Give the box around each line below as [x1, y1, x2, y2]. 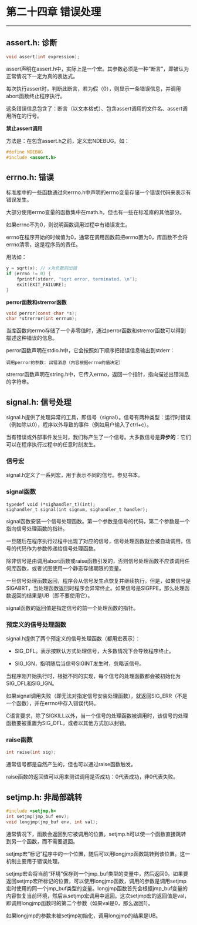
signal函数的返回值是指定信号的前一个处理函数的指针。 [6, 604, 139, 612]
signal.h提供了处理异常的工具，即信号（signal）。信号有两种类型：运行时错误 [6, 414, 191, 421]
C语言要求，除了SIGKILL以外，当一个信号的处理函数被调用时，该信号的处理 [6, 712, 189, 719]
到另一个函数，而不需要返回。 [6, 837, 78, 844]
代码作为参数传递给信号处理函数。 [16, 545, 98, 552]
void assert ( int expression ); [6, 54, 80, 59]
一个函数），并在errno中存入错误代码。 [6, 700, 99, 707]
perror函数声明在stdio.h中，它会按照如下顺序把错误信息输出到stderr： [6, 347, 175, 354]
